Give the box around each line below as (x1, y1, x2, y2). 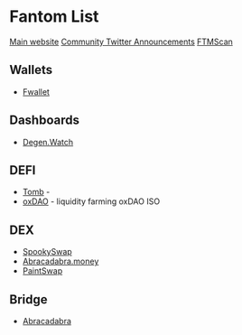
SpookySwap (22, 247, 72, 257)
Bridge (9, 292, 48, 307)
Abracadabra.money (22, 256, 99, 267)
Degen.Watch (22, 136, 74, 147)
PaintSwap (22, 265, 63, 276)
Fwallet (22, 86, 50, 97)
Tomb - (22, 187, 51, 198)
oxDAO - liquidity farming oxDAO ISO (22, 196, 161, 207)
